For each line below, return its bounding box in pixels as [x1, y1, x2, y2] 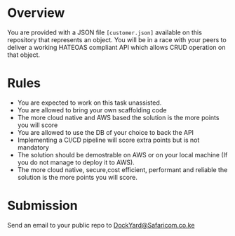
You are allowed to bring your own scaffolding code [17, 105, 167, 114]
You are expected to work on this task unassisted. [17, 98, 162, 107]
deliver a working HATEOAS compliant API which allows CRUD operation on [7, 43, 226, 51]
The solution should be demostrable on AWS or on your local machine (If [17, 150, 228, 159]
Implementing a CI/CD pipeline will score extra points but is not [17, 136, 200, 144]
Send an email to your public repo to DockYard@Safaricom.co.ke [7, 221, 195, 229]
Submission [7, 198, 79, 214]
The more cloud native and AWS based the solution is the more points [17, 113, 220, 122]
